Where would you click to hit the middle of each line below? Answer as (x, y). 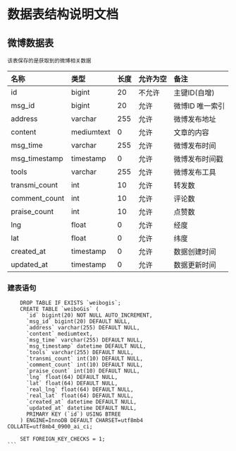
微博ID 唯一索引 (199, 106)
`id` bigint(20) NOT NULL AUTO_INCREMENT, (89, 315)
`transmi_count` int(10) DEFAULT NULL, (84, 359)
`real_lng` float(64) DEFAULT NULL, (80, 389)
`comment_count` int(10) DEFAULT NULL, (84, 365)
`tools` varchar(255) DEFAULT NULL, (80, 353)
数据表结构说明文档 (63, 14)
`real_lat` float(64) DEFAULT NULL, (80, 396)
